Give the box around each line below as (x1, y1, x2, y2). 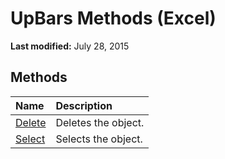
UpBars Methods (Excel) (10, 7, 217, 30)
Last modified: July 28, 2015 (10, 40, 130, 52)
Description (55, 98, 113, 112)
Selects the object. (55, 132, 143, 146)
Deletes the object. (55, 115, 145, 129)
